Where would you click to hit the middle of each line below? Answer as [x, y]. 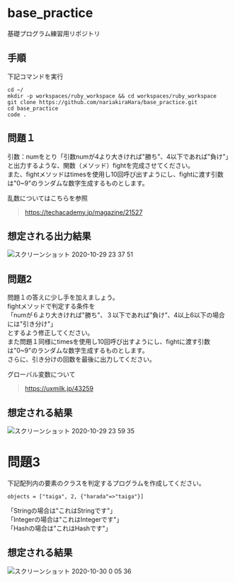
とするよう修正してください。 [51, 333]
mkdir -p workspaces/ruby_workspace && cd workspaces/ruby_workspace [112, 96]
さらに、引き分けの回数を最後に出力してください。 [81, 360]
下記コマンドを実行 [35, 76]
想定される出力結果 [49, 236]
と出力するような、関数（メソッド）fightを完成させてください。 [101, 165]
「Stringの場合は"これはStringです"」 [62, 510]
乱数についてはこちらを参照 [48, 198]
